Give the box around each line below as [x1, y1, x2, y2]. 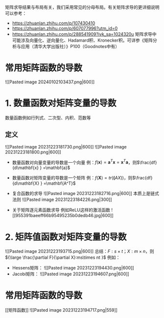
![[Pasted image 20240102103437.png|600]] [5, 79, 95, 85]
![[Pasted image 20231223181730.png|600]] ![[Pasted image [5, 144, 127, 149]
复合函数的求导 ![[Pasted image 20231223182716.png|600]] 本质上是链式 [12, 191, 159, 196]
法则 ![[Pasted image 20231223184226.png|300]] [12, 196, 112, 202]
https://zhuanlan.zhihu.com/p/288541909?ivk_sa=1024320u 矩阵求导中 [12, 31, 157, 37]
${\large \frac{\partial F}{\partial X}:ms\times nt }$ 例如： [5, 254, 120, 261]
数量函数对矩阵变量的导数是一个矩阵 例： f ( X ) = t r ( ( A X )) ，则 [12, 175, 133, 181]
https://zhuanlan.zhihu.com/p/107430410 [12, 20, 95, 26]
